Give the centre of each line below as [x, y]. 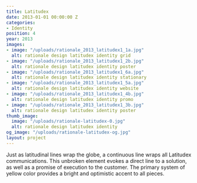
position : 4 [21, 34]
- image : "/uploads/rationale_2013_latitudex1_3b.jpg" [75, 105]
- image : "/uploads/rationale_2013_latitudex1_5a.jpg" [75, 83]
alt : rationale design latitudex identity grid [71, 55]
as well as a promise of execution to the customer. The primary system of [96, 167]
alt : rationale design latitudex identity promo [72, 99]
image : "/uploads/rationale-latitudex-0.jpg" [69, 122]
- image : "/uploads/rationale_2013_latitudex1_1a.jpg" [75, 50]
